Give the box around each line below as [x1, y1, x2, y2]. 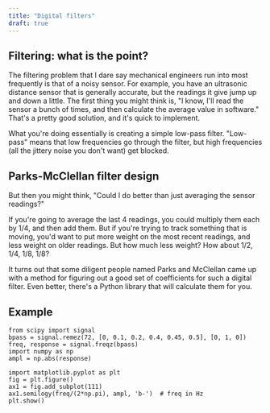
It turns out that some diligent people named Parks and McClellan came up [8, 265, 256, 275]
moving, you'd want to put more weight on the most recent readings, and [8, 232, 251, 242]
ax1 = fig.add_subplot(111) [8, 382, 103, 390]
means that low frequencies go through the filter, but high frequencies [29, 138, 263, 147]
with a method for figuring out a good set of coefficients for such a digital [8, 273, 252, 283]
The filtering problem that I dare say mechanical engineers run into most [8, 70, 248, 81]
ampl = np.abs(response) [8, 354, 92, 362]
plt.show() [8, 396, 45, 405]
